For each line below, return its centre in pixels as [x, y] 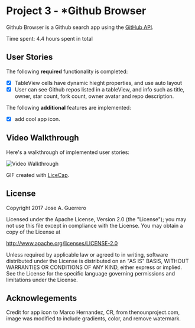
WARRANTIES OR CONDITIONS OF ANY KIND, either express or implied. [94, 267]
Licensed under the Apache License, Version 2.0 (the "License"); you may [96, 219]
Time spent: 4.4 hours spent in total [50, 38]
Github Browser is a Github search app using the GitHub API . [80, 27]
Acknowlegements [42, 298]
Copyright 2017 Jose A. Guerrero [46, 208]
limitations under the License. [42, 280]
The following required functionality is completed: [67, 71]
